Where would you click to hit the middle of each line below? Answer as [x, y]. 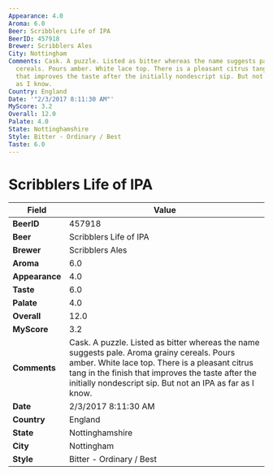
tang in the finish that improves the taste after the [163, 373]
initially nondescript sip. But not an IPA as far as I [161, 383]
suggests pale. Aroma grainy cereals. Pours [152, 352]
